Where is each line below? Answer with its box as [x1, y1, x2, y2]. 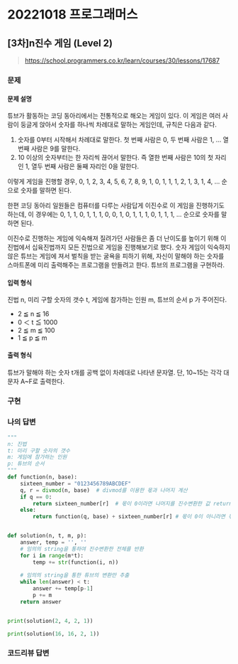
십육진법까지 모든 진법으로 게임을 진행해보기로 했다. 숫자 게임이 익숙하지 [31, 243, 231, 252]
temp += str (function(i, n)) [33, 559, 119, 566]
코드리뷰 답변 [7, 648, 50, 658]
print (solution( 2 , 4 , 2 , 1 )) [7, 617, 93, 624]
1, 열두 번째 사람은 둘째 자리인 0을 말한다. [25, 162, 140, 171]
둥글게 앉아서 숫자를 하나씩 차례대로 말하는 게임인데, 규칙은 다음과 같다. [20, 120, 217, 129]
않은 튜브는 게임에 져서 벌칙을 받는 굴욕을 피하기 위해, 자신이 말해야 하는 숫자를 [7, 252, 225, 260]
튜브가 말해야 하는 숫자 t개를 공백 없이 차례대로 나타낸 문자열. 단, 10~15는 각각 [7, 368, 222, 377]
